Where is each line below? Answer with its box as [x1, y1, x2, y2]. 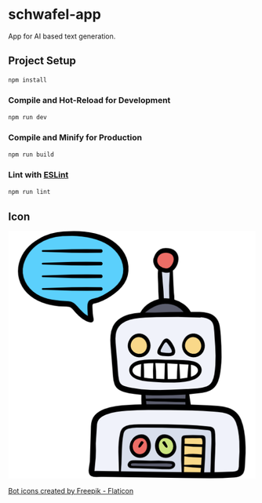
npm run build [8, 151, 55, 159]
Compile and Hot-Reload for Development [8, 94, 171, 105]
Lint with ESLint [8, 169, 69, 180]
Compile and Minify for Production [8, 132, 143, 143]
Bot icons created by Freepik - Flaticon [8, 486, 134, 495]
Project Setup [8, 54, 77, 67]
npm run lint [8, 188, 51, 196]
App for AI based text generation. [8, 31, 116, 41]
